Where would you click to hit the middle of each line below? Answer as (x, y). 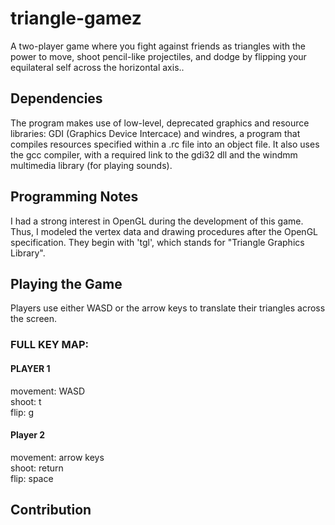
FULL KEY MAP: (50, 345)
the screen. (34, 319)
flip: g (22, 412)
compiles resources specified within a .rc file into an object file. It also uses (165, 144)
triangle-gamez (76, 18)
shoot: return (37, 468)
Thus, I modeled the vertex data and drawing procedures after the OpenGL (164, 231)
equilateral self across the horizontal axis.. (97, 67)
